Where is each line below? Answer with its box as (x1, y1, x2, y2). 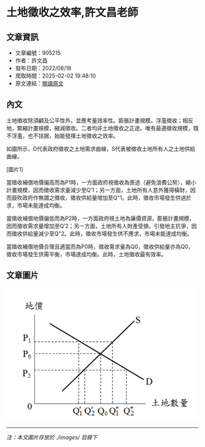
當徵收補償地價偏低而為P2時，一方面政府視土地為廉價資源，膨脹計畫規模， (6, 215, 195, 222)
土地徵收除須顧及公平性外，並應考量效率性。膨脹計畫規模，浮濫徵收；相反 (6, 117, 193, 124)
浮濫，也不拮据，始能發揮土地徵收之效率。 (11, 132, 119, 139)
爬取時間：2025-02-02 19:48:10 (15, 72, 96, 79)
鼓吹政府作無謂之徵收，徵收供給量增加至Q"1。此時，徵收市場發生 (11, 194, 176, 201)
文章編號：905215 (15, 50, 61, 56)
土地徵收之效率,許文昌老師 (6, 6, 138, 20)
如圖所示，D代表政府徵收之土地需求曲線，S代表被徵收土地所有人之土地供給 (6, 145, 196, 152)
